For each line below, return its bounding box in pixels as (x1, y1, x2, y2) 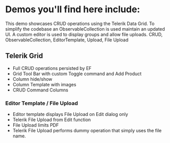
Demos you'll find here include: (5, 4, 140, 15)
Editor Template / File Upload (5, 100, 78, 107)
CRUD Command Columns (12, 87, 69, 93)
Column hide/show (12, 76, 52, 82)
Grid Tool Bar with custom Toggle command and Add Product (12, 70, 141, 77)
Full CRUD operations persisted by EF (12, 65, 92, 71)
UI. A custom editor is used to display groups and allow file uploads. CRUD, (5, 31, 163, 37)
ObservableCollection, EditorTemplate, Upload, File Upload (5, 37, 129, 43)
